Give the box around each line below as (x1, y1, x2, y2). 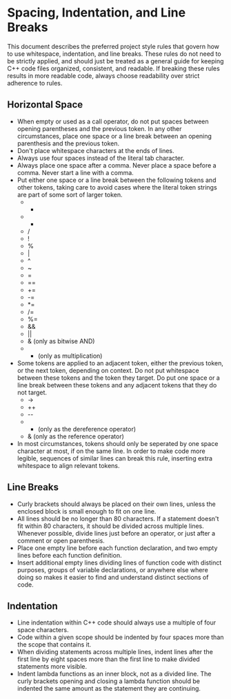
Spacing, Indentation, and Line (7, 5, 186, 21)
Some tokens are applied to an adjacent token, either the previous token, (17, 358, 224, 367)
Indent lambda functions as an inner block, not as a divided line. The (17, 670, 212, 678)
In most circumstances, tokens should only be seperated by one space (17, 439, 219, 447)
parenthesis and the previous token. (17, 139, 119, 148)
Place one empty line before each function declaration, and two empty (17, 543, 218, 552)
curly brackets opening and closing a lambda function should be (17, 677, 200, 685)
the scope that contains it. (17, 640, 92, 649)
